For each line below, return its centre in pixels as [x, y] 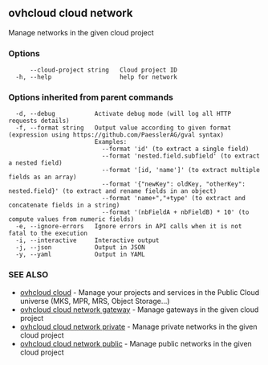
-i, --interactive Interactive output [87, 240]
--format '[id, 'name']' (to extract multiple [181, 170]
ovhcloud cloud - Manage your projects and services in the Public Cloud [140, 292]
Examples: [111, 142]
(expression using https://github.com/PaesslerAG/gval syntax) [116, 135]
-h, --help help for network [97, 77]
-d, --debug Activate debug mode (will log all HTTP [123, 114]
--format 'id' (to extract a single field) [175, 149]
